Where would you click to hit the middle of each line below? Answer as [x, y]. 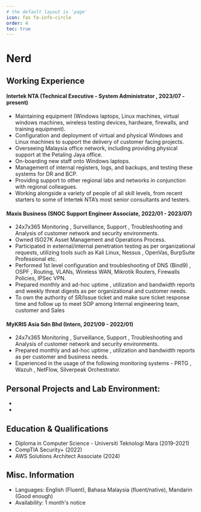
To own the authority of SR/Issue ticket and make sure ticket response [102, 297]
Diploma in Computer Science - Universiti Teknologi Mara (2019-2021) [102, 443]
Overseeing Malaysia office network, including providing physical [96, 148]
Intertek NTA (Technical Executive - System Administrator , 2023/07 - [96, 96]
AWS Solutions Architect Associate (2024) [68, 456]
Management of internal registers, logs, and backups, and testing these [104, 167]
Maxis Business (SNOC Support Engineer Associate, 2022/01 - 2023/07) [99, 213]
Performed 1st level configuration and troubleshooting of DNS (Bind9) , [103, 265]
